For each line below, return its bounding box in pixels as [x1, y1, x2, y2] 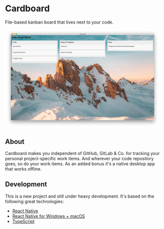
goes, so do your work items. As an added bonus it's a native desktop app [5, 160, 155, 167]
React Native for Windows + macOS [12, 213, 85, 219]
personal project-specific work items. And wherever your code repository [5, 155, 154, 161]
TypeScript [12, 218, 35, 224]
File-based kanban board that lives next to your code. [5, 19, 114, 25]
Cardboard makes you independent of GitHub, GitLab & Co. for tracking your [5, 150, 160, 156]
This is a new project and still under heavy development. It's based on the [5, 193, 155, 199]
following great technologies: [5, 198, 64, 204]
